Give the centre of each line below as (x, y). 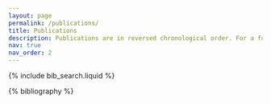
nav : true (25, 46)
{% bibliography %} (41, 91)
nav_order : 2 (30, 53)
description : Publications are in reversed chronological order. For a (131, 38)
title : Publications (43, 30)
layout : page (30, 16)
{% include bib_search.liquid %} (62, 76)
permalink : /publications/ (54, 23)
